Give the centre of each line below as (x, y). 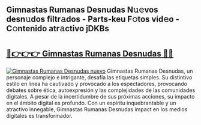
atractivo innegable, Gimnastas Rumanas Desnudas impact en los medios (97, 109)
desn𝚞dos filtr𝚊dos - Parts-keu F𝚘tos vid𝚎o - (93, 20)
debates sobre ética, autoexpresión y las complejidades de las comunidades (101, 90)
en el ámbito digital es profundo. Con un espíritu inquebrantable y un (91, 103)
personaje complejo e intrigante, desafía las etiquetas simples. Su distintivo (99, 77)
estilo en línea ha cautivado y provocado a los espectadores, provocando (97, 84)
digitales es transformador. (40, 116)
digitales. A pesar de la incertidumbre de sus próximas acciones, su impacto (100, 96)
